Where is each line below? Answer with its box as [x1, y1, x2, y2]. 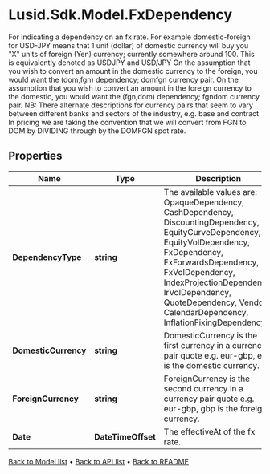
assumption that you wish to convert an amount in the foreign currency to [8, 83, 252, 93]
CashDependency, [163, 206, 235, 217]
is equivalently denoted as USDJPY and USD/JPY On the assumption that [8, 58, 251, 67]
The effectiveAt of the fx [163, 426, 256, 437]
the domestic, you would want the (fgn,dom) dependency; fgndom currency [8, 91, 260, 101]
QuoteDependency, [163, 297, 238, 308]
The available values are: [163, 186, 258, 197]
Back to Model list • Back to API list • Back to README [8, 456, 189, 466]
